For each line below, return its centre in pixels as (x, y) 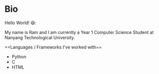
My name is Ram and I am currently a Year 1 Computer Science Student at (79, 32)
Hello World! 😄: (21, 23)
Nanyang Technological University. (40, 37)
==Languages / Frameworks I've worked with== (53, 47)
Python (19, 56)
